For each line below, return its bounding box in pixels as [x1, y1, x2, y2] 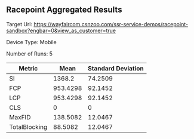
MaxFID [9, 113, 31, 121]
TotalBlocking [9, 122, 48, 131]
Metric [19, 64, 38, 72]
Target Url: [6, 20, 33, 27]
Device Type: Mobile [6, 38, 57, 45]
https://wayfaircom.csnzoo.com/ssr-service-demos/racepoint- [33, 20, 189, 27]
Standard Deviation [87, 64, 144, 72]
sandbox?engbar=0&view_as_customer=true [6, 27, 116, 34]
